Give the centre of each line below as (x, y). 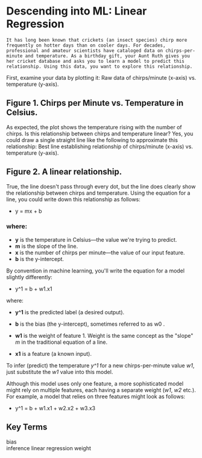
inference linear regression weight (49, 448)
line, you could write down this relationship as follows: (73, 199)
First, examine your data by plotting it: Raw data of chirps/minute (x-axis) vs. (101, 77)
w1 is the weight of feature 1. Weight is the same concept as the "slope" (104, 335)
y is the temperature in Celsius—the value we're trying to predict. (96, 239)
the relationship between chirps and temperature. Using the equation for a (98, 193)
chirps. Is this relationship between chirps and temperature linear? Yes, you (100, 134)
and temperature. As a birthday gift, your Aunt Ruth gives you (107, 56)
